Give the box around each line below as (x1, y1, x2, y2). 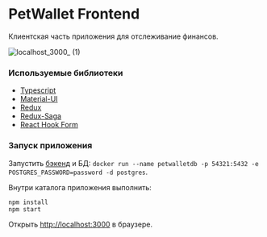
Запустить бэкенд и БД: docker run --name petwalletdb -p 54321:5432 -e (8, 158, 260, 168)
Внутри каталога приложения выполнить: (8, 182, 152, 192)
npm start (8, 205, 42, 214)
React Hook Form (19, 120, 78, 130)
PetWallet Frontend (8, 5, 140, 23)
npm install (8, 198, 48, 206)
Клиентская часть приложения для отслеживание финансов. (8, 31, 219, 41)
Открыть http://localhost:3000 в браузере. (8, 219, 153, 229)
